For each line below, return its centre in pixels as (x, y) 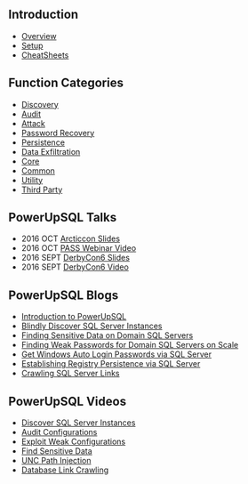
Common (38, 170)
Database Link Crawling (64, 470)
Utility (32, 180)
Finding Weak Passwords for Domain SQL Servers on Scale (130, 345)
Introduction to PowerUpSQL (74, 317)
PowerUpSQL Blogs (64, 295)
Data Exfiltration (51, 151)
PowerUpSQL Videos (67, 401)
